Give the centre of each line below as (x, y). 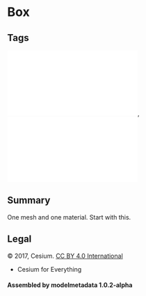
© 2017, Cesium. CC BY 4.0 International (65, 256)
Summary (29, 200)
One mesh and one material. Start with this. (69, 217)
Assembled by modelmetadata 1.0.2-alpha (70, 285)
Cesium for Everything (49, 269)
